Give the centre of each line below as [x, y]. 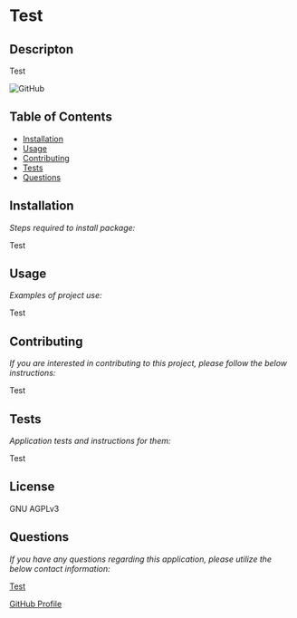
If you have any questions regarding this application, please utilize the [141, 559]
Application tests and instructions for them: [90, 441]
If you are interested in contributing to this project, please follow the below [148, 363]
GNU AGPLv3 [34, 508]
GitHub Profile [36, 604]
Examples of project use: [56, 295]
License [32, 487]
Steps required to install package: [72, 227]
